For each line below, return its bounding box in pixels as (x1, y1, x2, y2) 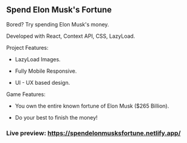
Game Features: (6, 90, 46, 98)
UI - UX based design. (14, 79, 70, 86)
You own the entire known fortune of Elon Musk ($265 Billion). (14, 102, 170, 109)
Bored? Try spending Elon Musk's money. (6, 20, 109, 28)
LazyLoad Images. (14, 55, 61, 62)
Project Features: (6, 44, 49, 51)
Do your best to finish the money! (14, 114, 98, 121)
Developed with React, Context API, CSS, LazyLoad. (6, 32, 135, 40)
